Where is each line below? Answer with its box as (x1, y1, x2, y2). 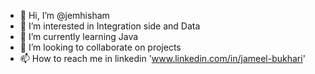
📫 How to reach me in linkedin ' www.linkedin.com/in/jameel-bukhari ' (19, 53, 306, 64)
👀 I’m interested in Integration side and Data (19, 20, 201, 32)
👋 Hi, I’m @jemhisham (19, 10, 110, 21)
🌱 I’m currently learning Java (19, 31, 139, 42)
